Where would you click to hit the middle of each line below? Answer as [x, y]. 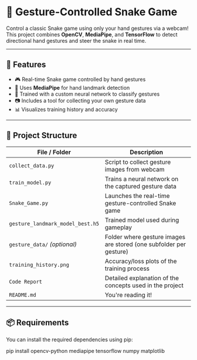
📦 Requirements [38, 322]
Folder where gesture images [145, 237]
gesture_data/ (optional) [43, 244]
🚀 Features [26, 65]
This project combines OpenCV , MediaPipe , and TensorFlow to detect [92, 34]
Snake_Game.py [29, 203]
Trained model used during [142, 220]
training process [127, 268]
